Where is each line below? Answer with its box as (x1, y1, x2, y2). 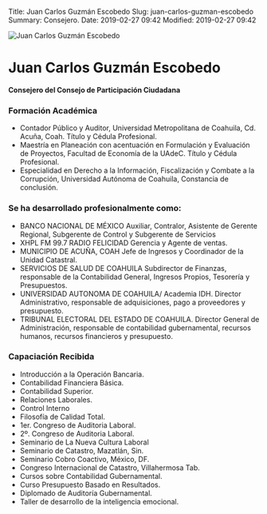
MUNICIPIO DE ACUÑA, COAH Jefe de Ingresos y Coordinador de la (19, 246, 245, 256)
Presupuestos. (19, 280, 68, 290)
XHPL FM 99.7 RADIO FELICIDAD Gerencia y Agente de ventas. (19, 237, 228, 247)
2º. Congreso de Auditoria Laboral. (19, 428, 135, 438)
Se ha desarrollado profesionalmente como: (8, 203, 182, 214)
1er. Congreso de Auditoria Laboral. (19, 420, 136, 430)
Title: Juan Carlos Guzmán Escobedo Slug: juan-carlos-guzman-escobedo (8, 7, 253, 16)
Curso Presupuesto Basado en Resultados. (19, 480, 161, 489)
